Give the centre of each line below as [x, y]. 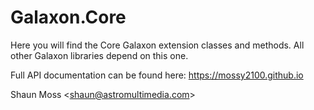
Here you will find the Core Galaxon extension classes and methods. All [157, 45]
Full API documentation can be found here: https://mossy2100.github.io [157, 75]
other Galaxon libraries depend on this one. [99, 55]
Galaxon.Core [68, 17]
